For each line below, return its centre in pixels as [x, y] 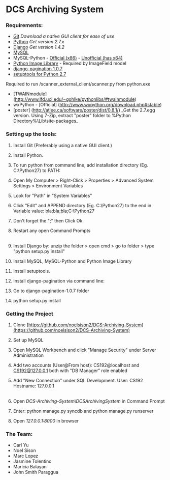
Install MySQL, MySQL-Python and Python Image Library [72, 261]
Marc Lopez [26, 456]
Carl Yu [21, 445]
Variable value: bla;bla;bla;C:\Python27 [54, 211]
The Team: [19, 434]
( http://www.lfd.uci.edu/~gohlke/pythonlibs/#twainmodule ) [75, 99]
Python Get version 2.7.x [39, 42]
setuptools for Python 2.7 [40, 74]
